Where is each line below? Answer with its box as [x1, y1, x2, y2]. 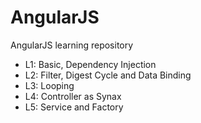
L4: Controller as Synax [24, 90, 122, 102]
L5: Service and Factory [24, 101, 124, 113]
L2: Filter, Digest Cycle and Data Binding [24, 69, 192, 81]
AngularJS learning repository [10, 39, 134, 51]
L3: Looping [24, 79, 75, 91]
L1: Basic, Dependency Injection [24, 58, 157, 70]
